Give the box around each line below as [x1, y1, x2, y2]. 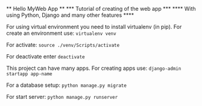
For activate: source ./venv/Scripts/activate [6, 42, 120, 48]
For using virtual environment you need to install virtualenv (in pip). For [6, 23, 182, 30]
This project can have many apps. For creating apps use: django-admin [6, 64, 181, 72]
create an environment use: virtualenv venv [6, 30, 116, 37]
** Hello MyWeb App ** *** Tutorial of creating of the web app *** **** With [6, 5, 196, 12]
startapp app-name [6, 71, 52, 77]
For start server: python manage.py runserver [6, 93, 118, 100]
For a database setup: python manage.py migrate [6, 81, 127, 89]
